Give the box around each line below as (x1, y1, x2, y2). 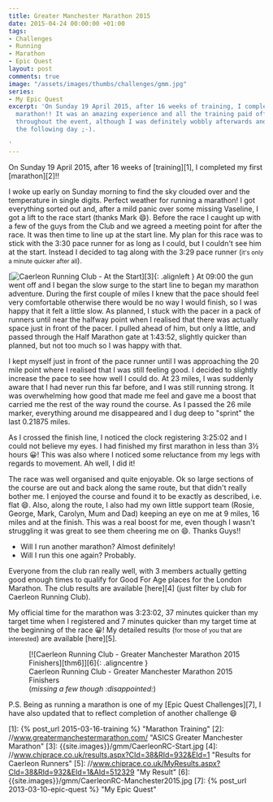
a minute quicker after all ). (8, 255, 83, 265)
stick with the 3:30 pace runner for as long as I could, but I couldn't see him (8, 238, 262, 248)
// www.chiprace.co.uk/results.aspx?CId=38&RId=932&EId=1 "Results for (8, 749, 252, 760)
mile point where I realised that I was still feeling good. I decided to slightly (8, 365, 258, 375)
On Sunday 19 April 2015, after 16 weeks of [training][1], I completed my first (8, 162, 262, 171)
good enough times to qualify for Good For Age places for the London (8, 574, 242, 584)
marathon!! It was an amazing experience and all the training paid (15, 111, 253, 119)
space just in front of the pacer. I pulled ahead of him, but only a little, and (8, 323, 256, 333)
